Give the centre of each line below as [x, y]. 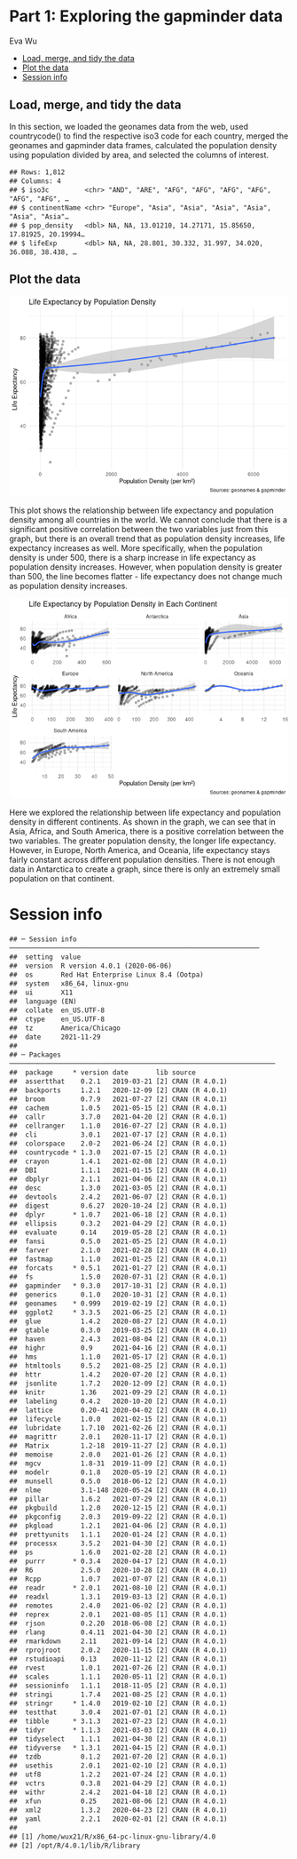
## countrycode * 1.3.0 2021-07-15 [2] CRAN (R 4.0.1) [118, 1153]
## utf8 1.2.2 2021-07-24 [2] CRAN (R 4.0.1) [118, 1775]
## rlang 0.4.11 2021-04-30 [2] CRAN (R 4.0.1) [118, 1632]
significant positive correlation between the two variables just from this [139, 529]
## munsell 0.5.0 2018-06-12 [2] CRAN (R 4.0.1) [118, 1481]
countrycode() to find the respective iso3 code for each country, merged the [149, 136]
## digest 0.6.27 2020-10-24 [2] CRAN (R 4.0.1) [118, 1206]
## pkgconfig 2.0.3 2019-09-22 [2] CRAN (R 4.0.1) [118, 1517]
